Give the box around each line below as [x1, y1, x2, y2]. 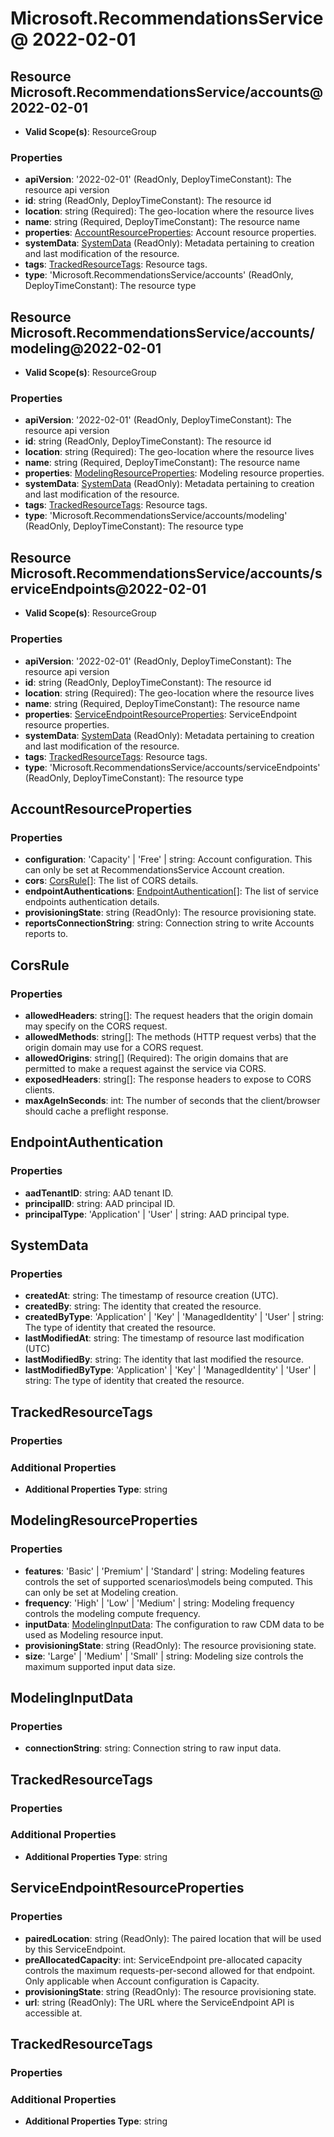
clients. [24, 1083, 55, 1096]
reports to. [24, 928, 69, 940]
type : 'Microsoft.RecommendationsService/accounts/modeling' [24, 510, 288, 522]
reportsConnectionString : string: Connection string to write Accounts [24, 917, 315, 929]
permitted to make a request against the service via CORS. [24, 1062, 267, 1074]
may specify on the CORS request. [24, 1020, 168, 1032]
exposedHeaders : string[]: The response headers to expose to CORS [24, 1073, 312, 1085]
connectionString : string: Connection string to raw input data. [24, 1742, 282, 1754]
